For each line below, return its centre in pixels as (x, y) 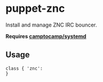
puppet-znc (35, 9)
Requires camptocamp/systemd (46, 36)
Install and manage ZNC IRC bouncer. (51, 25)
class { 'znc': (24, 68)
